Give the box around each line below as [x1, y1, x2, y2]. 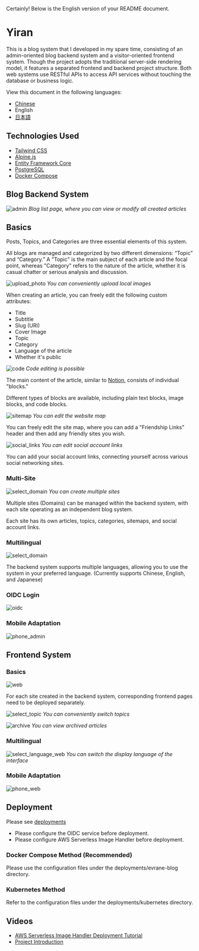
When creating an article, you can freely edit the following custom [6, 291, 168, 299]
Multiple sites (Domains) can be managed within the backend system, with [6, 499, 188, 506]
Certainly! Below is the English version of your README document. [6, 5, 170, 12]
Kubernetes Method [6, 885, 65, 893]
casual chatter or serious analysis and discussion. [6, 269, 128, 276]
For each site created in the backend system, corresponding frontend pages [6, 692, 193, 700]
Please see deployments [6, 818, 67, 825]
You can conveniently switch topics [42, 710, 129, 718]
